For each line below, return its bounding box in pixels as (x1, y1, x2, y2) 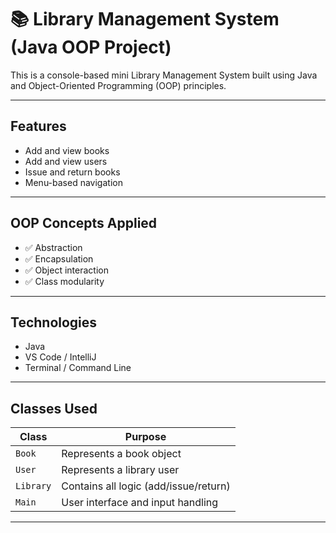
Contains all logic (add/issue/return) (61, 479, 231, 493)
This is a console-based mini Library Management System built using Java (10, 69, 318, 81)
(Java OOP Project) (10, 36, 172, 59)
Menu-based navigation (24, 176, 123, 188)
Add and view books (24, 144, 110, 156)
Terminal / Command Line (24, 362, 132, 374)
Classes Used (10, 400, 98, 417)
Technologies (10, 314, 98, 331)
